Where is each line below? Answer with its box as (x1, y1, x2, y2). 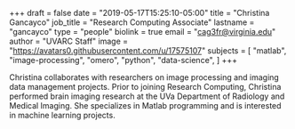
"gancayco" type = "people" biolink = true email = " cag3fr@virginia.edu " (9, 27, 276, 36)
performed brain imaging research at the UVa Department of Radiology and (9, 91, 285, 101)
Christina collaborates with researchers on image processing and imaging (9, 72, 280, 83)
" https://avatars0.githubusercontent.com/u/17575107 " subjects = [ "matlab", (9, 45, 287, 56)
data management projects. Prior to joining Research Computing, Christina (9, 82, 282, 92)
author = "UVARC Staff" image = (9, 36, 129, 46)
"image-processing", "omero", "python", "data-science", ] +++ (9, 55, 238, 65)
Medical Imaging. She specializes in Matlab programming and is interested (9, 101, 282, 110)
